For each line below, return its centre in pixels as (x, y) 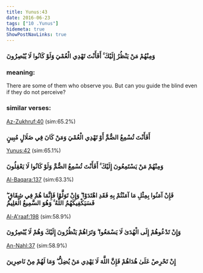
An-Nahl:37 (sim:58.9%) (37, 246)
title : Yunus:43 (27, 12)
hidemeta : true (26, 29)
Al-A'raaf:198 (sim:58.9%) (39, 216)
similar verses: (29, 108)
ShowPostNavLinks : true (37, 35)
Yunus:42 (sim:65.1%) (34, 150)
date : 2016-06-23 (28, 18)
